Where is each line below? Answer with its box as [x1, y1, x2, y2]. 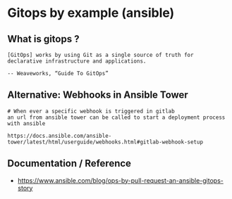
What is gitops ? [7, 33, 80, 45]
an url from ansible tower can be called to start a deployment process [7, 114, 226, 121]
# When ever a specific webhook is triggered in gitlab [7, 108, 175, 115]
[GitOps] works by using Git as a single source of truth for [7, 51, 194, 58]
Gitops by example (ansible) [7, 5, 175, 21]
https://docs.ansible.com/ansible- [7, 132, 112, 139]
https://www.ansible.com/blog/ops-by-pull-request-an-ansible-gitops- [17, 176, 224, 184]
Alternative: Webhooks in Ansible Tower [7, 89, 188, 101]
